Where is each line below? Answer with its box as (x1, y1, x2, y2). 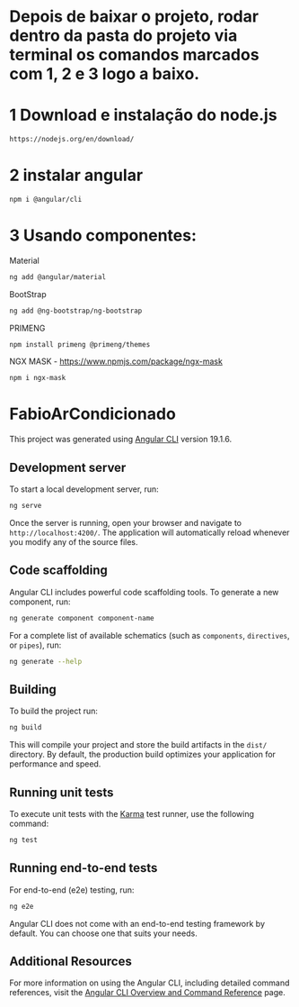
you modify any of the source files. (9, 536, 138, 547)
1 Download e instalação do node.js (9, 105, 277, 125)
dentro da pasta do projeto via (9, 25, 238, 46)
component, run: (9, 596, 71, 607)
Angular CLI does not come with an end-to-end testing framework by (9, 918, 265, 929)
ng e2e (9, 902, 34, 911)
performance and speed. (9, 758, 101, 769)
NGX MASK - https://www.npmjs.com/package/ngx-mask (9, 356, 223, 367)
